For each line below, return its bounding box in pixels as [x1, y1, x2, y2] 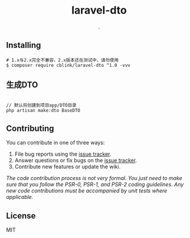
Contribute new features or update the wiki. [14, 163, 121, 171]
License [6, 211, 36, 221]
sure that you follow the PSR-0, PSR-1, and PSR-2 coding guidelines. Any [6, 181, 184, 188]
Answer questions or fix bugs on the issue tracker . [14, 157, 137, 164]
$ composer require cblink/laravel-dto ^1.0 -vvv [6, 62, 131, 68]
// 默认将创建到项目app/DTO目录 [6, 102, 77, 108]
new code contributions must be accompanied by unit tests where [6, 187, 168, 194]
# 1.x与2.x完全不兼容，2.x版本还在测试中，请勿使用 [6, 57, 119, 63]
